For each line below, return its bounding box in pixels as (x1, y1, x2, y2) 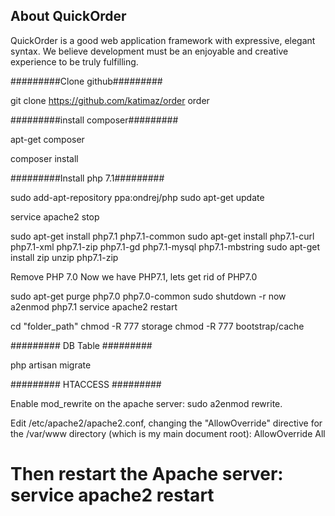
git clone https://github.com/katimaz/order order (10, 94, 210, 106)
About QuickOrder (10, 8, 127, 25)
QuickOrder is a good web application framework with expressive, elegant (10, 34, 316, 46)
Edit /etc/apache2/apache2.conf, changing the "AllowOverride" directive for (10, 417, 323, 429)
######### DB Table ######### (10, 339, 153, 351)
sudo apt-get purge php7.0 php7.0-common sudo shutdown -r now (10, 290, 287, 302)
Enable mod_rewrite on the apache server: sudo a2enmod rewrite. (10, 397, 283, 409)
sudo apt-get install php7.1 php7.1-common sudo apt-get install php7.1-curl (10, 230, 315, 242)
